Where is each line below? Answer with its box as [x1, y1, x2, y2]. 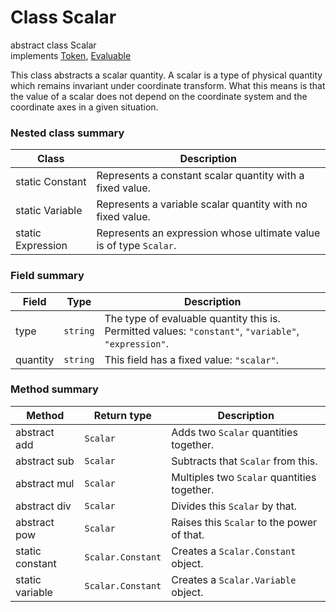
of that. [171, 527, 205, 541]
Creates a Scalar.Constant [171, 544, 297, 558]
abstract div [15, 499, 72, 513]
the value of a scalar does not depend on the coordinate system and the [10, 90, 308, 102]
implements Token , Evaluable [10, 49, 132, 61]
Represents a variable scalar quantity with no [96, 197, 308, 211]
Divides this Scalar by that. [171, 499, 298, 513]
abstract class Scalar [10, 39, 97, 51]
